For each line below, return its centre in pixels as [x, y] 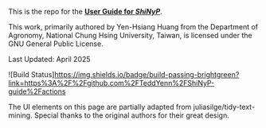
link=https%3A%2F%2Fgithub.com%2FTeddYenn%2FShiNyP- [111, 83]
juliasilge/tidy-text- [224, 107]
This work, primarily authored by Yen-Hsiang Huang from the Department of [133, 27]
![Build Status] [31, 74]
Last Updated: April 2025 [49, 59]
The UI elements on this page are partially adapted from [100, 107]
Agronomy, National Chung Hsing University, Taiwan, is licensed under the [130, 35]
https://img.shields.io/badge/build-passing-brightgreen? [147, 74]
